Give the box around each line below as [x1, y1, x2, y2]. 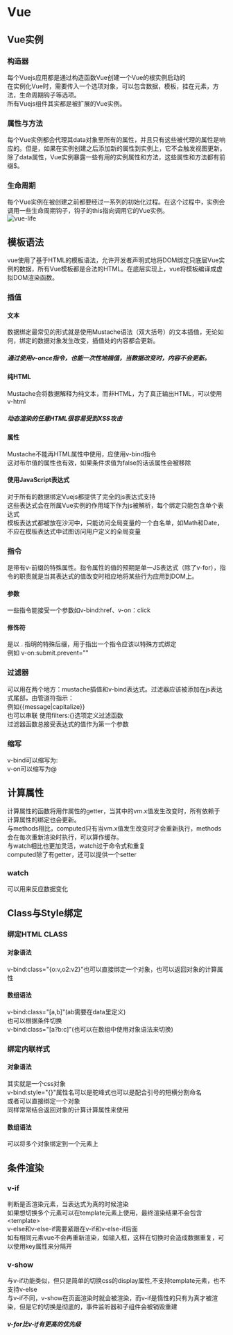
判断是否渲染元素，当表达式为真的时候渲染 [7, 1199, 129, 1208]
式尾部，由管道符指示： [7, 694, 74, 702]
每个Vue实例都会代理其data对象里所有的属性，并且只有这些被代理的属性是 [7, 136, 220, 144]
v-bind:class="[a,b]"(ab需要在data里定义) [7, 1007, 126, 1016]
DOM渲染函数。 [12, 273, 59, 282]
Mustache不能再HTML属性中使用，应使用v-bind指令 [7, 449, 157, 458]
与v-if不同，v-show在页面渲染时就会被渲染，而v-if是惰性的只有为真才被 [7, 1294, 212, 1302]
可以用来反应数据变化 [7, 885, 68, 893]
